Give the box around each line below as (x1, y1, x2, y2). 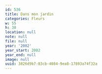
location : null (5, 30, 36, 35)
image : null (5, 57, 29, 62)
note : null (5, 35, 27, 39)
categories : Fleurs (5, 16, 45, 21)
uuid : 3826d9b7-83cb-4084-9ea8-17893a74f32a (5, 61, 98, 66)
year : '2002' (5, 43, 32, 48)
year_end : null (5, 52, 36, 57)
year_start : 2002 (5, 48, 41, 53)
